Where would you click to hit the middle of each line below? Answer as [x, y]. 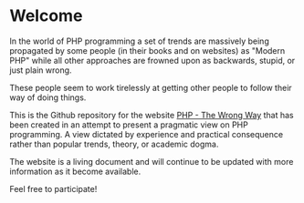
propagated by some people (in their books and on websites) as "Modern [147, 50]
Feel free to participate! [53, 188]
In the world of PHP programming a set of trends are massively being [139, 41]
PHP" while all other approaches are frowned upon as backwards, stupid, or [152, 60]
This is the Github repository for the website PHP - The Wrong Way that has [152, 115]
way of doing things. [48, 97]
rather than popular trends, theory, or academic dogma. [114, 144]
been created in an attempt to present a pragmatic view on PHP [129, 125]
